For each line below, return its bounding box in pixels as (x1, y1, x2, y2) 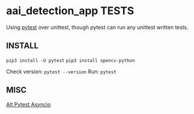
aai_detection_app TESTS (6, 4, 134, 18)
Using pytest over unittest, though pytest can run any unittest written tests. (6, 24, 189, 31)
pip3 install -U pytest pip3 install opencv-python (6, 57, 135, 63)
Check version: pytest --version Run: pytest (6, 68, 117, 75)
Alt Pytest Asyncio (6, 100, 51, 108)
